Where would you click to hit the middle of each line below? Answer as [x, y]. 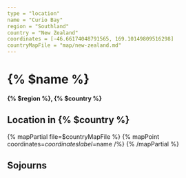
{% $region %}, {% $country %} [54, 98]
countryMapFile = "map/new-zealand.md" [64, 45]
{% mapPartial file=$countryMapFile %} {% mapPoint [83, 136]
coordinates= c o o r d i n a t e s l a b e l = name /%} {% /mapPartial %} [93, 144]
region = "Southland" [38, 26]
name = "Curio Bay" [35, 20]
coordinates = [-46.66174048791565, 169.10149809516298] [91, 39]
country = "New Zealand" [43, 33]
